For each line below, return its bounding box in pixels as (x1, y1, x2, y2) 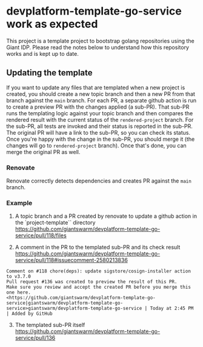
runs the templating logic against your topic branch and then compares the (6, 109, 193, 116)
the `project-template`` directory (15, 219, 96, 226)
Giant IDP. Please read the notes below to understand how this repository (6, 44, 190, 51)
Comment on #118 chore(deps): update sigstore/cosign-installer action (6, 268, 191, 274)
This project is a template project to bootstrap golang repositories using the (6, 37, 195, 44)
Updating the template (6, 68, 93, 78)
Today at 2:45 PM (150, 305, 194, 312)
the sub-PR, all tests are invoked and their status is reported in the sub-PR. (6, 123, 193, 130)
